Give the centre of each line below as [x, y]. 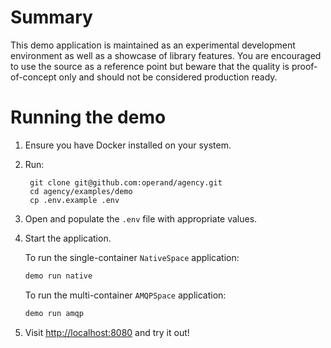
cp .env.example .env [74, 200]
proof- [304, 66]
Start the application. [68, 238]
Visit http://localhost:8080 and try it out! [107, 332]
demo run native [58, 276]
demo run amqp [54, 313]
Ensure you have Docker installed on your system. [128, 145]
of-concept [33, 77]
